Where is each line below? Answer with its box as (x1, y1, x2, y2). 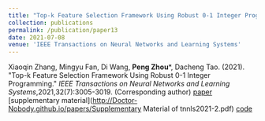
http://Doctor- (91, 96, 138, 105)
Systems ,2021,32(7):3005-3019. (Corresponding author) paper (8, 87, 213, 97)
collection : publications (8, 19, 93, 27)
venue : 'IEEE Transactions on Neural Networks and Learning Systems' (8, 41, 242, 49)
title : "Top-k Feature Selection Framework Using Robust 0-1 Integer (8, 11, 242, 20)
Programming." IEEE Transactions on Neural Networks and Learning (8, 79, 230, 89)
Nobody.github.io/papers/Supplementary (8, 104, 142, 114)
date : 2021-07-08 (8, 33, 65, 42)
